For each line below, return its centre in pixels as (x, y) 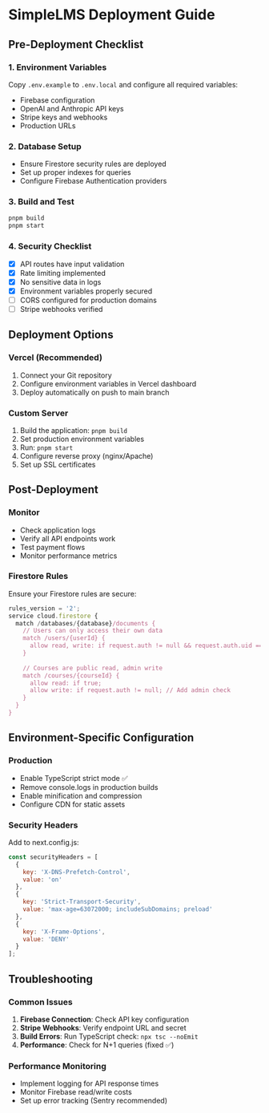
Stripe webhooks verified (61, 309)
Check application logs (58, 530)
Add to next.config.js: (44, 842)
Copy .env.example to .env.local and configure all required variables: (123, 84)
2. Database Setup (45, 146)
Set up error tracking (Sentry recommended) (94, 1101)
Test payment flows (52, 547)
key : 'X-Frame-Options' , (64, 932)
